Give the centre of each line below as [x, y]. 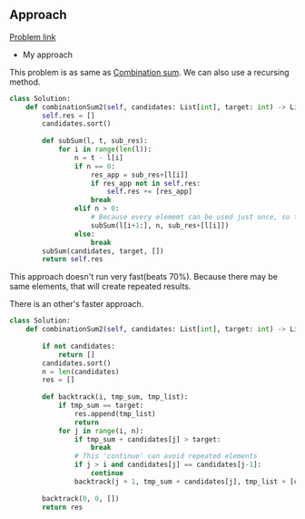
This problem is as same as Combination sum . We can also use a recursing [149, 72]
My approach [48, 55]
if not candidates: [79, 346]
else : [84, 234]
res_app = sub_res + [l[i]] [139, 175]
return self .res [73, 259]
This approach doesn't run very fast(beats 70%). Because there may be [144, 277]
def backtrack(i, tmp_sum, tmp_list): [115, 397]
